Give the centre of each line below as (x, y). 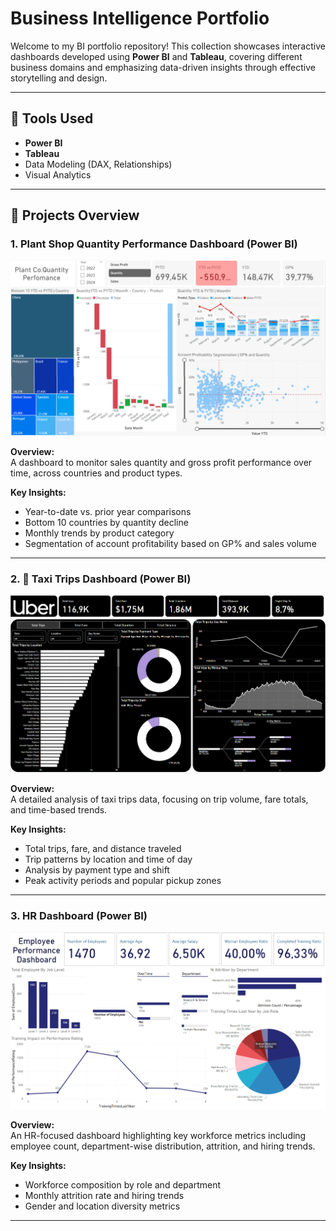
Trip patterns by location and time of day (108, 859)
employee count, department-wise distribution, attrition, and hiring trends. (163, 1146)
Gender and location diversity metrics (102, 1206)
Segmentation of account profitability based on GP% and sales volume (170, 543)
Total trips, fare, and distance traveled (103, 849)
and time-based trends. (59, 810)
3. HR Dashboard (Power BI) (79, 915)
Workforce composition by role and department (123, 1185)
